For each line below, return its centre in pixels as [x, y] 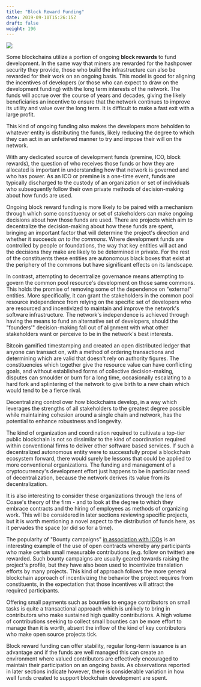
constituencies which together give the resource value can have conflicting [99, 365]
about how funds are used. [40, 196]
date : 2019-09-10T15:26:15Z [41, 17]
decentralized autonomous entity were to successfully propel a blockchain [98, 452]
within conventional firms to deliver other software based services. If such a [100, 446]
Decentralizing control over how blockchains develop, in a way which [92, 402]
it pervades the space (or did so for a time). [60, 528]
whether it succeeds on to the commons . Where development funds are [95, 239]
